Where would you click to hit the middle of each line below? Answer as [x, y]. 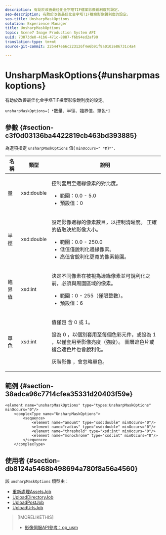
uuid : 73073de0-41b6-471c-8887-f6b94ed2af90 [52, 38]
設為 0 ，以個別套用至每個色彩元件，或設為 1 [104, 335]
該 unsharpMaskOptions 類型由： [37, 481]
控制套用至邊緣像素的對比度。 [86, 183]
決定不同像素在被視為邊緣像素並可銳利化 [99, 276]
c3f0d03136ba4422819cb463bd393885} [71, 136]
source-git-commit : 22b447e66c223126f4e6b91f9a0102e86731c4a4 [70, 46]
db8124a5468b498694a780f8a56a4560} [72, 469]
